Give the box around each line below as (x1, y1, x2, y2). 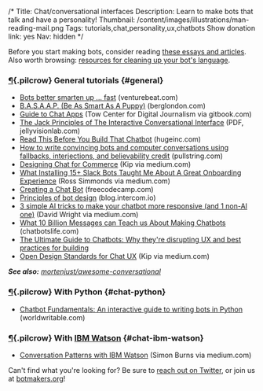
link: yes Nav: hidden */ (8, 31, 84, 41)
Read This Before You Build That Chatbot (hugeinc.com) (19, 135, 202, 144)
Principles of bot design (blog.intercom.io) (19, 193, 156, 203)
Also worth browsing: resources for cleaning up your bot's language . (8, 55, 231, 65)
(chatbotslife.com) (19, 227, 79, 236)
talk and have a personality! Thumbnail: (8, 15, 136, 24)
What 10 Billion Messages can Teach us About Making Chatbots (19, 218, 226, 227)
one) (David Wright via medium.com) (19, 210, 139, 219)
